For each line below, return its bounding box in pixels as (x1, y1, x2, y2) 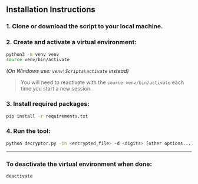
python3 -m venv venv (6, 51, 60, 58)
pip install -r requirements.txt (6, 113, 88, 119)
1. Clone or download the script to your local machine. (6, 22, 163, 31)
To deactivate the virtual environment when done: (6, 160, 152, 168)
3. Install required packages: (6, 100, 90, 108)
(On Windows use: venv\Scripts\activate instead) (6, 68, 129, 75)
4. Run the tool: (6, 127, 51, 135)
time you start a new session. (20, 85, 93, 92)
